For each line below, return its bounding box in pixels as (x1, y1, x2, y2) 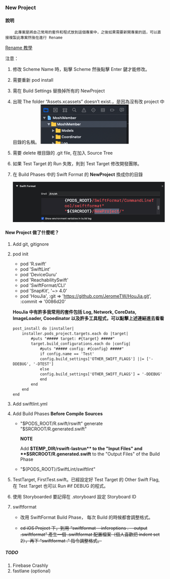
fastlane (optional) (12, 567, 51, 574)
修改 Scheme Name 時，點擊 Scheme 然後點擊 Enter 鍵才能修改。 (12, 66, 150, 73)
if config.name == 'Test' (39, 351, 95, 356)
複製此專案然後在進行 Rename (9, 35, 63, 41)
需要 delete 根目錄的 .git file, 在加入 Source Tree (12, 150, 113, 156)
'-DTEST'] (33, 361, 54, 367)
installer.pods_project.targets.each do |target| (22, 331, 129, 336)
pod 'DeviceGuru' (20, 271, 57, 277)
